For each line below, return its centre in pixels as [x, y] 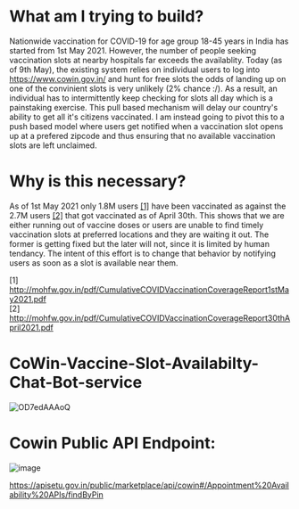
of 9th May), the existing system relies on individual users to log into [135, 70]
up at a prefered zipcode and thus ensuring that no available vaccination [142, 135]
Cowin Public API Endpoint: [112, 443]
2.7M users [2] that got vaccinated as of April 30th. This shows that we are [147, 215]
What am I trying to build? [107, 16]
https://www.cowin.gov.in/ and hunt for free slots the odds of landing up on [148, 78]
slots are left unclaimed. [53, 145]
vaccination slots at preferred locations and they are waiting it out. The [139, 234]
